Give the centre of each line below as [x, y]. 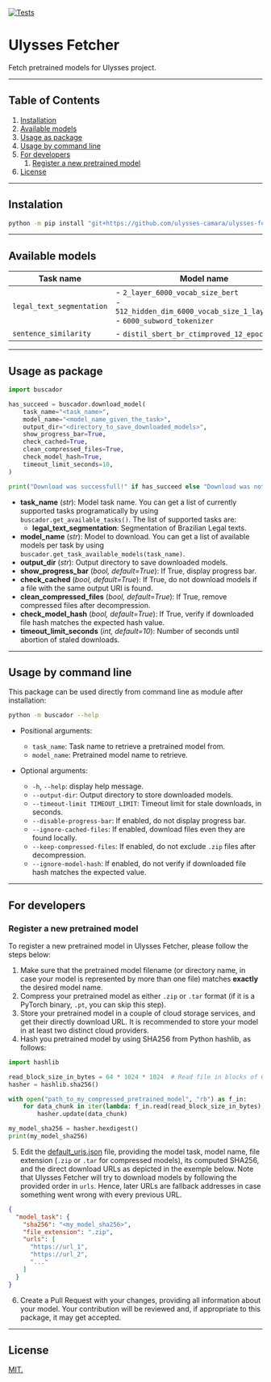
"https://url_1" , [59, 1247]
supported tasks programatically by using [89, 510]
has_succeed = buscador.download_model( [77, 404]
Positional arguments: [56, 731]
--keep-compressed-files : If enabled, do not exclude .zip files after [144, 847]
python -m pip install [46, 223]
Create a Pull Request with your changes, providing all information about [140, 1300]
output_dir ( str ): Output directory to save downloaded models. [124, 562]
